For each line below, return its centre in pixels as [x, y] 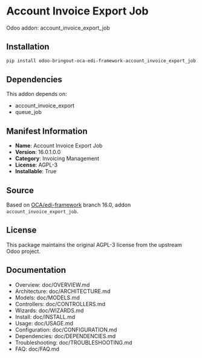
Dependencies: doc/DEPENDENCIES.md [65, 336]
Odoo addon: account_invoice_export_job [58, 28]
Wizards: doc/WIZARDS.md [49, 310]
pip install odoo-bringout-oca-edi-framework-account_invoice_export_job [101, 61]
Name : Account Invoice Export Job [59, 145]
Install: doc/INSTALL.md [45, 317]
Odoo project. [24, 251]
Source [20, 190]
